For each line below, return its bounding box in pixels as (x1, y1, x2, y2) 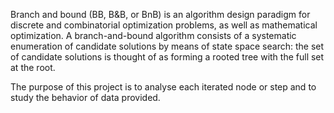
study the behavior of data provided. (10, 92, 161, 103)
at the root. (10, 62, 56, 73)
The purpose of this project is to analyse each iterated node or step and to (10, 81, 317, 93)
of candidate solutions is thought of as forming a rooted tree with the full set (10, 51, 325, 63)
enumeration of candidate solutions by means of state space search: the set (10, 40, 325, 52)
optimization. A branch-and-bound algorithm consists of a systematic (10, 30, 297, 41)
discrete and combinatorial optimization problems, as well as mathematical (10, 19, 318, 31)
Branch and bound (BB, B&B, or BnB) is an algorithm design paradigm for (10, 9, 311, 20)
